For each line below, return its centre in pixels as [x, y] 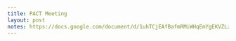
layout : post [26, 20]
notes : [17, 26]
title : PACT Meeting [38, 14]
